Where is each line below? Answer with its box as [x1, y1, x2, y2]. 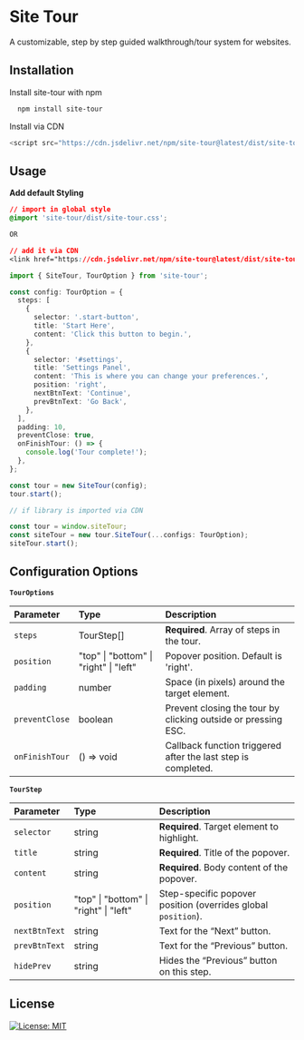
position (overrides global [158, 898, 269, 911]
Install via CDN [9, 121, 65, 132]
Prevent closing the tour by [165, 702, 280, 714]
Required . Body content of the [158, 860, 289, 873]
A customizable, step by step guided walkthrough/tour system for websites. [9, 36, 291, 47]
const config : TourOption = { [9, 288, 124, 297]
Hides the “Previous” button [158, 954, 278, 966]
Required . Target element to [158, 819, 279, 832]
